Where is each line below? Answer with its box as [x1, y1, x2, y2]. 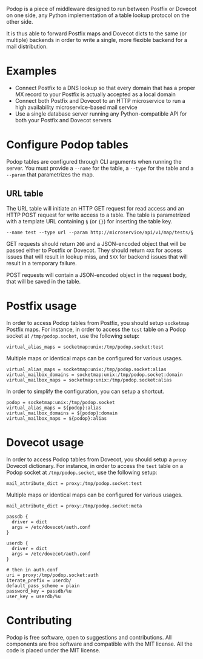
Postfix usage [6, 299, 77, 313]
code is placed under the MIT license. [6, 646, 101, 654]
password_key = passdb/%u [6, 588, 72, 594]
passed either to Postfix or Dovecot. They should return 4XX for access [6, 246, 182, 254]
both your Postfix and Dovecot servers [15, 116, 112, 124]
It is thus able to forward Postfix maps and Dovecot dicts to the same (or [6, 30, 187, 37]
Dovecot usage [6, 435, 84, 449]
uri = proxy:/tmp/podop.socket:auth [6, 572, 99, 578]
